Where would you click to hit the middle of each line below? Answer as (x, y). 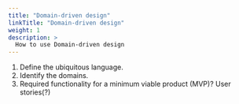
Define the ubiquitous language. (71, 67)
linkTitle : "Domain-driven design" (66, 23)
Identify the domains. (54, 76)
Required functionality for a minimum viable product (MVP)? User (125, 84)
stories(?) (35, 92)
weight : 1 (24, 30)
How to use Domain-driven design (70, 45)
